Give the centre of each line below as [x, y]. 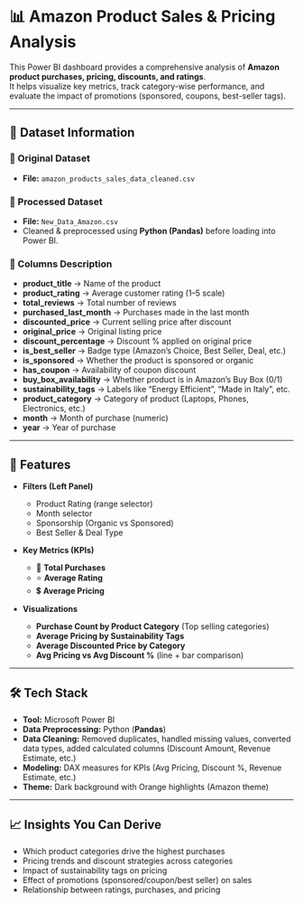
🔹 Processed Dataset [56, 202]
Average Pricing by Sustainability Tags [110, 636]
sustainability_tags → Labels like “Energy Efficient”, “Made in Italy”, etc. [156, 390]
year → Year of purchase [69, 428]
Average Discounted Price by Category [110, 645]
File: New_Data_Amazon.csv [70, 221]
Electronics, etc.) [54, 409]
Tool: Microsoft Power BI [69, 720]
